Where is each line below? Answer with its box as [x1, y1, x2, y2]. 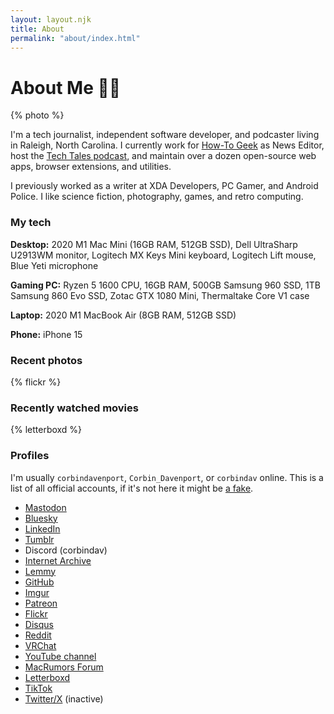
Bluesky [24, 512, 58, 524]
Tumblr [24, 533, 55, 545]
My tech [10, 216, 52, 230]
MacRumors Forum [24, 661, 104, 673]
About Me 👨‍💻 [10, 76, 122, 99]
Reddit [24, 629, 52, 641]
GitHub [24, 576, 55, 588]
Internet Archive [24, 554, 92, 566]
